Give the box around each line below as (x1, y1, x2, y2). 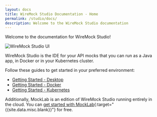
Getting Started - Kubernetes (12, 87, 70, 93)
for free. (57, 107, 73, 113)
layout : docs (5, 7, 31, 12)
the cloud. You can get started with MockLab (5, 101, 95, 107)
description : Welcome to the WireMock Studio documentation (5, 20, 129, 26)
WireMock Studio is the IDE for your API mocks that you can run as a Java (5, 53, 152, 59)
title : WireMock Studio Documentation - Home (5, 12, 98, 17)
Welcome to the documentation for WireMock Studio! (5, 34, 111, 40)
